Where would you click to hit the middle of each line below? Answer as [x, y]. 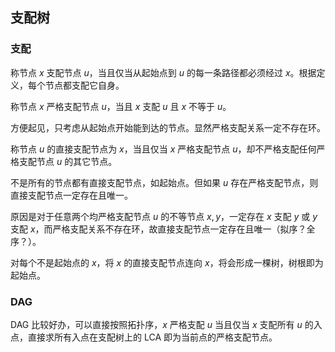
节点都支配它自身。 [84, 85]
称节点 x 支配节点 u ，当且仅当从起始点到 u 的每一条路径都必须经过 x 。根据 [163, 72]
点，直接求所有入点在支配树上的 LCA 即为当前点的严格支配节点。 [144, 337]
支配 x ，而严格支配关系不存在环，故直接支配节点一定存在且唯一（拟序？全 [163, 229]
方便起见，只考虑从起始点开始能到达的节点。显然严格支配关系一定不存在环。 [168, 127]
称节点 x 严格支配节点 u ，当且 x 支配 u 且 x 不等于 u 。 [121, 106]
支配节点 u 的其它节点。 [68, 161]
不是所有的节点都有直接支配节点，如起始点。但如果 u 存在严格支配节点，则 [164, 182]
